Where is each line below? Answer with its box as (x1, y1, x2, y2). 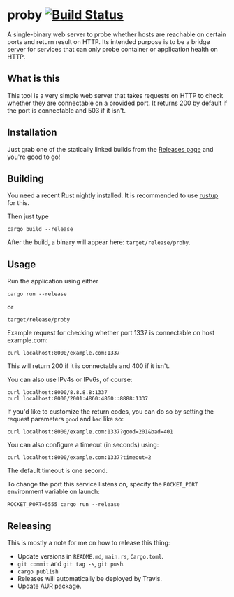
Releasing (7, 520, 52, 532)
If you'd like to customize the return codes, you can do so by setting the (7, 407, 214, 416)
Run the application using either (7, 277, 99, 286)
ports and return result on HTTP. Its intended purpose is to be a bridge (7, 37, 211, 45)
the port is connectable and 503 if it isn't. (7, 106, 126, 115)
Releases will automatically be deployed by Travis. (17, 575, 163, 582)
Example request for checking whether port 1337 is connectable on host (7, 329, 215, 337)
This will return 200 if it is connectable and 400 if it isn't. (7, 362, 170, 370)
